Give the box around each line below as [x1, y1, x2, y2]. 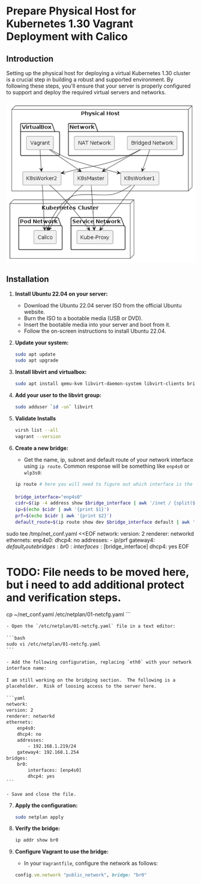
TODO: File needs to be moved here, [6, 565, 190, 579]
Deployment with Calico [6, 30, 128, 43]
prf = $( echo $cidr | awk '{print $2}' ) [14, 513, 112, 519]
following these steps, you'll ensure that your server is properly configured [6, 82, 191, 89]
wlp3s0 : [23, 468, 42, 476]
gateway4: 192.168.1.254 [17, 749, 79, 755]
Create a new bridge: [14, 444, 69, 452]
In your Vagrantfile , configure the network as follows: [23, 860, 158, 867]
